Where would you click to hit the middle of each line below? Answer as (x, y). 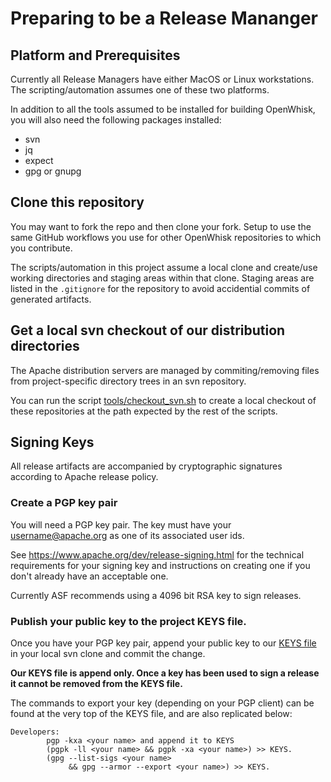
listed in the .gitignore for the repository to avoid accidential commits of (160, 288)
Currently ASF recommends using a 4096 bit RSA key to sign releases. (156, 595)
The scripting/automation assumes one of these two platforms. (140, 90)
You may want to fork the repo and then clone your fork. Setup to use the (161, 226)
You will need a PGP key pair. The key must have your (121, 524)
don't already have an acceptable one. (89, 576)
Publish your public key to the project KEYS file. (128, 621)
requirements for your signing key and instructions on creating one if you (160, 565)
